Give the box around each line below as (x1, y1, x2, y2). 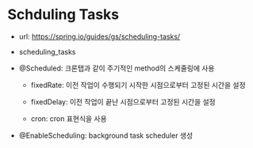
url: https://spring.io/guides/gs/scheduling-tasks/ (18, 32, 181, 41)
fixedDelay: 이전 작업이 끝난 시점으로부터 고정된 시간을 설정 (30, 97, 216, 106)
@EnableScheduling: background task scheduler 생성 (18, 131, 194, 140)
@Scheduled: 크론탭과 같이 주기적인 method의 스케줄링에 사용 (18, 63, 215, 73)
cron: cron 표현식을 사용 (30, 113, 108, 123)
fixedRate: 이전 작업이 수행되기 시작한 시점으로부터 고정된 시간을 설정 (30, 80, 247, 89)
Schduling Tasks (7, 6, 120, 24)
